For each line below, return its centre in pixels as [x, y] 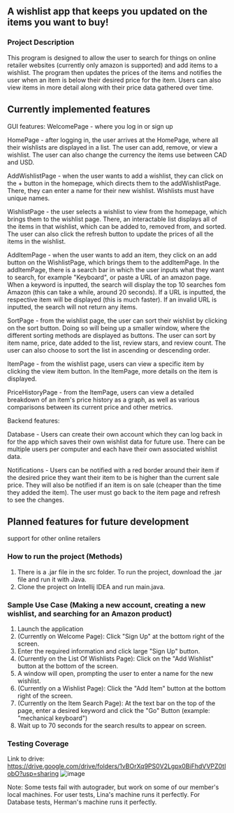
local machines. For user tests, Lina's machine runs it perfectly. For [104, 795]
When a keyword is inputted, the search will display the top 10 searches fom [117, 284]
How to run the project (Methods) [65, 557]
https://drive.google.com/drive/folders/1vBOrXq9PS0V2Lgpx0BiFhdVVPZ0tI [117, 766]
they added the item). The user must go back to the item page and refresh [114, 492]
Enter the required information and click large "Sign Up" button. [109, 651]
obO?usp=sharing [33, 774]
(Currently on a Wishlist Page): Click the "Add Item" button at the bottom [122, 688]
